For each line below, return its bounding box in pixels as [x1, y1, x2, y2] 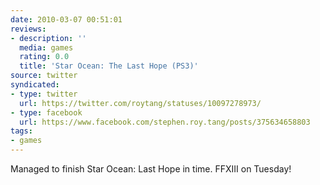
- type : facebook [10, 107, 83, 118]
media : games [19, 42, 74, 53]
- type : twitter [10, 89, 78, 99]
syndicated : [10, 80, 60, 90]
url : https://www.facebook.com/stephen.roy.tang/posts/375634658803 [19, 117, 311, 127]
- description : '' [10, 33, 87, 43]
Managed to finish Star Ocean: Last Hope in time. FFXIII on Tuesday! [10, 163, 292, 175]
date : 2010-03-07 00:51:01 [10, 14, 123, 25]
